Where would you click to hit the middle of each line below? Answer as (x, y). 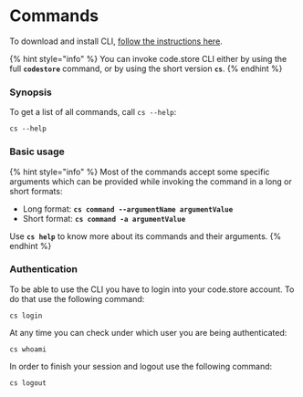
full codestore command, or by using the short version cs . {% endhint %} (146, 68)
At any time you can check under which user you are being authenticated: (148, 332)
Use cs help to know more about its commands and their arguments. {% (146, 236)
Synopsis (31, 92)
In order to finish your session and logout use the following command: (141, 366)
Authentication (43, 269)
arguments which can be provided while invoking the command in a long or (151, 181)
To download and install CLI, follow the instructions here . (116, 41)
